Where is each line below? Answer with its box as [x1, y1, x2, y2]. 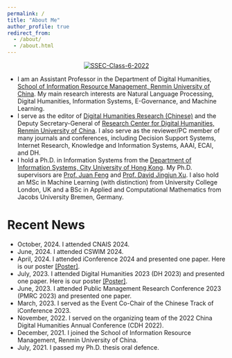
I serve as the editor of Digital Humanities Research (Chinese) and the [17, 112, 217, 120]
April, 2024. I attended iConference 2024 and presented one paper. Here [17, 255, 226, 263]
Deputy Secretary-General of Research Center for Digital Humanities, [17, 119, 215, 127]
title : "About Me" [7, 17, 60, 24]
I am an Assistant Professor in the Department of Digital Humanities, [17, 75, 212, 83]
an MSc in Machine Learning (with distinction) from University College [17, 178, 218, 186]
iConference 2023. [17, 306, 71, 314]
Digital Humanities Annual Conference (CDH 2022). [17, 321, 164, 330]
